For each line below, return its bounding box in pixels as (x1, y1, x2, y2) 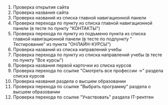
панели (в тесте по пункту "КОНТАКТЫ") (12, 25, 100, 31)
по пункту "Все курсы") (12, 57, 64, 63)
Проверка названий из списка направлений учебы (12, 47, 122, 52)
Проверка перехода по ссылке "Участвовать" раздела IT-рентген (12, 94, 154, 100)
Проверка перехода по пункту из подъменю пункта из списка (12, 31, 146, 36)
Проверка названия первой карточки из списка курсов (12, 62, 131, 68)
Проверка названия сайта (12, 9, 69, 15)
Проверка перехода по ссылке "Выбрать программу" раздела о (12, 84, 151, 89)
